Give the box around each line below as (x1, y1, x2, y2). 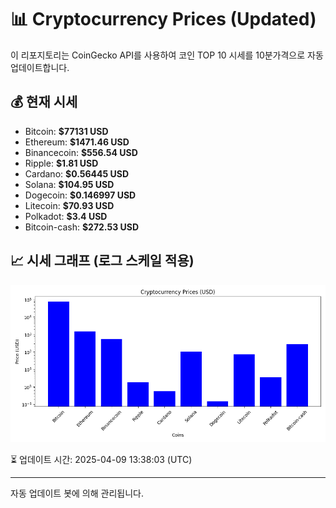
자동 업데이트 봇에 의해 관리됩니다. (10, 487, 144, 499)
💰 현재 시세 (10, 94, 78, 111)
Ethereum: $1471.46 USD (24, 136, 130, 148)
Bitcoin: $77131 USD (24, 125, 109, 137)
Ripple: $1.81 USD (24, 157, 99, 169)
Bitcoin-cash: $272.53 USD (24, 221, 140, 233)
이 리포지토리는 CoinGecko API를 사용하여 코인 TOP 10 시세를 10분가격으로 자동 (10, 49, 324, 61)
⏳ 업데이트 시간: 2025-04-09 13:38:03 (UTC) (10, 453, 193, 465)
